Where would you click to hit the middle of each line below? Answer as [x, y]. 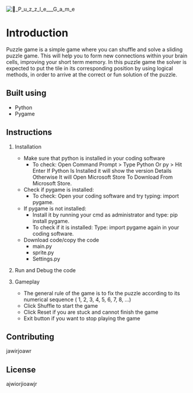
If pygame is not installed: [55, 208]
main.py [42, 246]
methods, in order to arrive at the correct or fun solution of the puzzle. [92, 75]
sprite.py [43, 252]
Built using [26, 93]
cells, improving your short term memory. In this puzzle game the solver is [96, 62]
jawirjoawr [19, 351]
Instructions [29, 132]
